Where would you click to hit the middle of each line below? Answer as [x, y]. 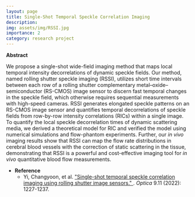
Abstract [17, 55]
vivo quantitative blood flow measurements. [59, 159]
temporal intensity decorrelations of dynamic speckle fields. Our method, [94, 73]
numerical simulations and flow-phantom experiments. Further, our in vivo [95, 134]
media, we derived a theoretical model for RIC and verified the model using [96, 128]
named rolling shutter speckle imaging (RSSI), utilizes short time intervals [94, 79]
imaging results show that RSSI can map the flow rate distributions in [89, 141]
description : [22, 22]
